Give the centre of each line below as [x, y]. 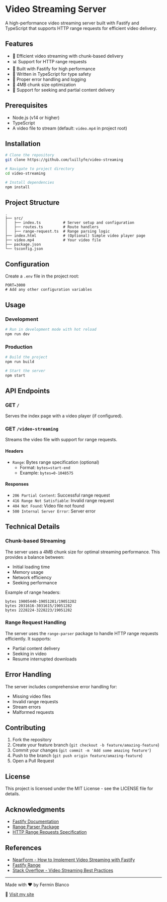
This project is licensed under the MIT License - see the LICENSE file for [79, 788]
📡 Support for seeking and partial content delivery [64, 90]
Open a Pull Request [33, 761]
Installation [23, 144]
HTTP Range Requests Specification [49, 832]
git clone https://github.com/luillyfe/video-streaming [64, 160]
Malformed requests [33, 712]
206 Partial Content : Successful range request [61, 495]
